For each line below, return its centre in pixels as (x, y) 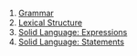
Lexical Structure (50, 23)
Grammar (36, 13)
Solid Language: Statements (71, 42)
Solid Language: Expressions (73, 32)
